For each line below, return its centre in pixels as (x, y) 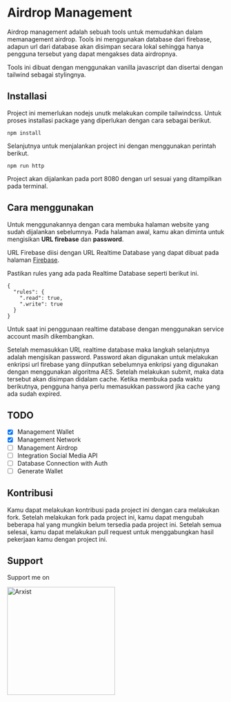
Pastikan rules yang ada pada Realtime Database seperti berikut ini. (103, 273)
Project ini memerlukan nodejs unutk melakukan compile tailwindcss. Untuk (114, 113)
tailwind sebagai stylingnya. (47, 75)
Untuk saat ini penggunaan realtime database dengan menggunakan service (115, 329)
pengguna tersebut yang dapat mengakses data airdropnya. (92, 54)
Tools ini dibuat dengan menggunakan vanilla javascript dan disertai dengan (115, 67)
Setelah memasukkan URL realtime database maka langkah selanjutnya (108, 350)
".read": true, (41, 298)
